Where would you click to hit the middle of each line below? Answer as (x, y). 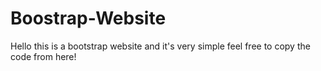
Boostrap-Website (88, 18)
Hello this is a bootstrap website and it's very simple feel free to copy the (160, 46)
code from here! (43, 56)
